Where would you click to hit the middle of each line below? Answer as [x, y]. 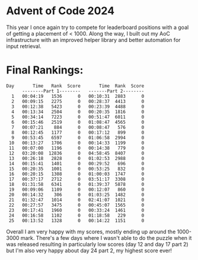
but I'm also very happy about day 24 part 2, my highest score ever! [89, 251]
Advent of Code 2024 [60, 11]
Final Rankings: [45, 70]
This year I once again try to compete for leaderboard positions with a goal [98, 27]
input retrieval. [24, 46]
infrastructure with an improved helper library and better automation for [93, 40]
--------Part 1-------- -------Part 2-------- [83, 91]
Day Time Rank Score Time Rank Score [75, 86]
